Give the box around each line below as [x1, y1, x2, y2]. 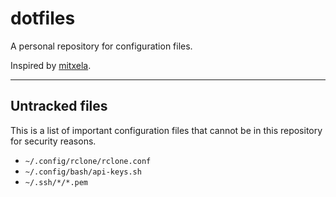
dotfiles [10, 7, 76, 30]
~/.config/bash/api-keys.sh [24, 167, 142, 177]
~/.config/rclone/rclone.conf [24, 156, 152, 166]
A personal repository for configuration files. [10, 40, 193, 52]
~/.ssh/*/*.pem [24, 177, 89, 187]
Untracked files [10, 98, 108, 115]
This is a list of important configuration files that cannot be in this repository [10, 124, 323, 136]
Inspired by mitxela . [10, 59, 92, 71]
